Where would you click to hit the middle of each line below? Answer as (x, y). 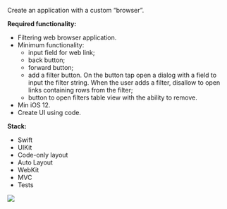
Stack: (17, 126)
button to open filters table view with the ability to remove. (112, 97)
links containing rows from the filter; (80, 90)
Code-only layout (43, 155)
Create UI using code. (49, 113)
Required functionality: (42, 24)
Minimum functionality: (51, 45)
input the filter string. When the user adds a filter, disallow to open (124, 83)
